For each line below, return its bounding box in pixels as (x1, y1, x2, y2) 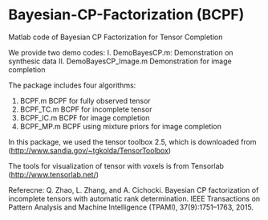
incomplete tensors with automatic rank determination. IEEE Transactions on (8, 194, 261, 203)
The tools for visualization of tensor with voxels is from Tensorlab (8, 161, 225, 170)
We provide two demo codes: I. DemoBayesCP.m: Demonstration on (8, 47, 234, 57)
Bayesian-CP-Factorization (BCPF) (8, 6, 245, 24)
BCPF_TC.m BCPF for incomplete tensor (19, 104, 152, 114)
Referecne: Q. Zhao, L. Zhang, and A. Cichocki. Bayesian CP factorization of (8, 185, 259, 194)
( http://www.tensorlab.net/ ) (8, 169, 99, 179)
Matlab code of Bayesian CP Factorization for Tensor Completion (8, 32, 223, 42)
